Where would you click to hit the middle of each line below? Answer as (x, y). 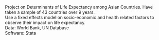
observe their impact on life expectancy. (45, 22)
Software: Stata (21, 33)
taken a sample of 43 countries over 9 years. (50, 12)
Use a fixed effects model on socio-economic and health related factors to (80, 17)
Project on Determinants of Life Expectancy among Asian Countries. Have (79, 7)
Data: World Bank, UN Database (37, 28)
